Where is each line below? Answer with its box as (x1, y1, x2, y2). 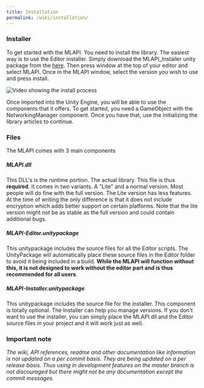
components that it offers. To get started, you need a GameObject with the (6, 104, 193, 112)
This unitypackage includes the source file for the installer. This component (6, 300, 196, 307)
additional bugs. (6, 215, 47, 223)
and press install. (6, 75, 49, 82)
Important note (6, 334, 52, 343)
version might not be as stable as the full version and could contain (6, 209, 175, 216)
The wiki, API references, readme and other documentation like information (6, 349, 196, 356)
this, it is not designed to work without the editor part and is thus (6, 264, 174, 272)
